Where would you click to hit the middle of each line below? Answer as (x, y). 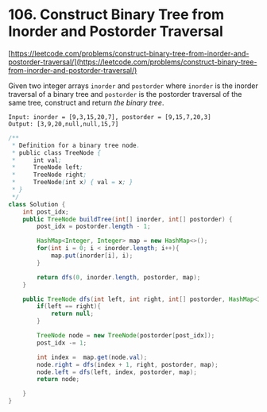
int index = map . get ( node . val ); (92, 357)
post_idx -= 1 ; (62, 343)
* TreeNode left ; (47, 167)
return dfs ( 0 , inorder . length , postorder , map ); (119, 277)
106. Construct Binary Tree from (116, 15)
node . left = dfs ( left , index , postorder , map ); (117, 372)
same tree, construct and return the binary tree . (86, 102)
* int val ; (37, 160)
